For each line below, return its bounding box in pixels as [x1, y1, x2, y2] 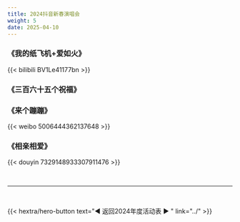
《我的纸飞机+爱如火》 [7, 49, 86, 59]
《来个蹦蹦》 [7, 105, 52, 115]
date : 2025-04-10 [7, 24, 59, 31]
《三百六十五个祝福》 [7, 84, 81, 94]
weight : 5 [7, 17, 37, 24]
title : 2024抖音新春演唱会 [7, 10, 80, 18]
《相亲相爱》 [7, 141, 52, 151]
